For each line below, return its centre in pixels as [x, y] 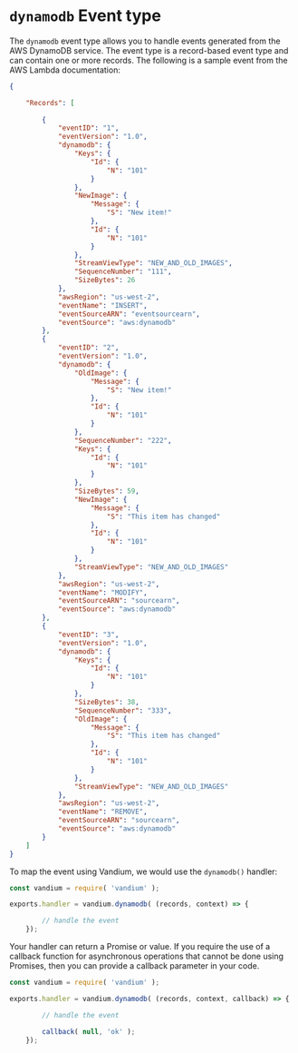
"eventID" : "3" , [88, 635]
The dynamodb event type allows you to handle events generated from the [145, 41]
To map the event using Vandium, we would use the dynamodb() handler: [144, 871]
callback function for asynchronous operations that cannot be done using [146, 956]
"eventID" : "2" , [88, 348]
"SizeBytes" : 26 [105, 280]
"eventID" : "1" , [88, 128]
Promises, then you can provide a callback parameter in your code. [135, 966]
